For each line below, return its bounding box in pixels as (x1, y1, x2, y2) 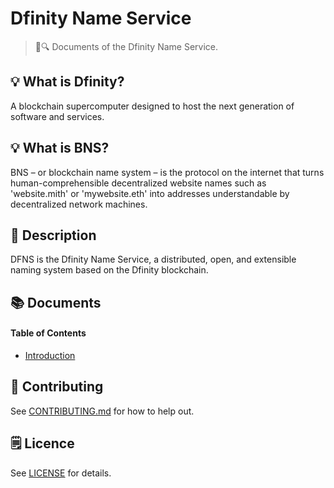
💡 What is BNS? (10, 140, 110, 157)
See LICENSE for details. (10, 467, 112, 479)
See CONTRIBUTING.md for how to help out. (10, 405, 195, 417)
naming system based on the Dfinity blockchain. (10, 264, 209, 276)
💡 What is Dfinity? (10, 73, 125, 91)
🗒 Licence (10, 435, 75, 452)
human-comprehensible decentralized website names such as (10, 177, 267, 189)
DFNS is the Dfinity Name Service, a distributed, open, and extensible (10, 253, 297, 266)
